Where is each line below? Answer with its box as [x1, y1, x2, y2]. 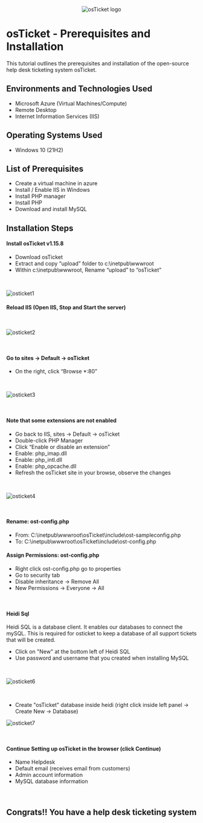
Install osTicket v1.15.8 [6, 240, 64, 248]
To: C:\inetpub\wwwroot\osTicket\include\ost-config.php [14, 537, 156, 545]
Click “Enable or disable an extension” [14, 443, 111, 450]
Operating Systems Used [6, 130, 103, 140]
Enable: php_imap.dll [14, 450, 68, 457]
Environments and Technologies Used [6, 84, 153, 94]
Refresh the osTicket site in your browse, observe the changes [14, 469, 171, 476]
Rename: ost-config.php [6, 518, 69, 525]
